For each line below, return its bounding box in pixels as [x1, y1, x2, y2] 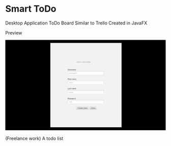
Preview [5, 30, 22, 36]
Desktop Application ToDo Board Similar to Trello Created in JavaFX [5, 20, 148, 26]
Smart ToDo [5, 3, 57, 15]
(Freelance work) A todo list [5, 135, 64, 141]
